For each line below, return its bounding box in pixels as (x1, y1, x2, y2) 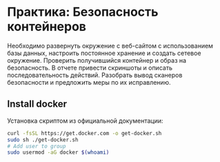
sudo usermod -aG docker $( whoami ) (7, 149, 110, 156)
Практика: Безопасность (7, 4, 159, 20)
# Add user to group (7, 143, 67, 150)
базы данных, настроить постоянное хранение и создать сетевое (7, 49, 201, 57)
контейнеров (7, 19, 87, 34)
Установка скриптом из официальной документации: (7, 117, 163, 125)
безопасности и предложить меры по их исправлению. (7, 78, 171, 86)
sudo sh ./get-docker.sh (7, 136, 79, 143)
